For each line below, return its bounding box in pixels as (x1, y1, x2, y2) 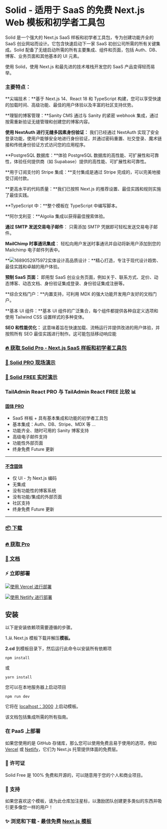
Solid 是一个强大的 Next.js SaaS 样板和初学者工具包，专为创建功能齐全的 (5, 34, 154, 40)
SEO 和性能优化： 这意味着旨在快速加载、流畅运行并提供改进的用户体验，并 (5, 324, 160, 331)
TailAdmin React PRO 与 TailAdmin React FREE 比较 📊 (5, 388, 137, 395)
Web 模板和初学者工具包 (5, 17, 105, 28)
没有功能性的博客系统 (12, 488, 56, 494)
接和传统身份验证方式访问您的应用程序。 (5, 142, 88, 148)
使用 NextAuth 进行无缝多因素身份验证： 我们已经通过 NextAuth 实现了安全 (5, 129, 160, 135)
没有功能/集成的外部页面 (12, 494, 62, 500)
